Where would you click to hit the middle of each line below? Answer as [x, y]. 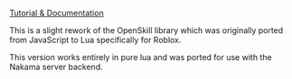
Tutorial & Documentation [57, 13]
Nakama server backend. [56, 67]
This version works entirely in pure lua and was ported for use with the [141, 57]
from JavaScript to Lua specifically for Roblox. [95, 40]
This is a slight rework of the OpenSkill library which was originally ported [146, 30]
